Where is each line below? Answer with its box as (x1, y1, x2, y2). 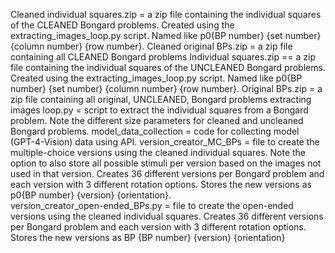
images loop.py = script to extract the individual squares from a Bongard (10, 104, 309, 116)
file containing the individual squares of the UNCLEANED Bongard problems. (10, 62, 326, 73)
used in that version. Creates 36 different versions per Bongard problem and (10, 168, 325, 179)
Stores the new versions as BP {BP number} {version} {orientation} (10, 232, 286, 243)
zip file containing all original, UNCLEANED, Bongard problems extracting (10, 94, 312, 105)
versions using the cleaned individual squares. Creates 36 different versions (10, 210, 324, 222)
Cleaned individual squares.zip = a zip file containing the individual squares (10, 9, 322, 20)
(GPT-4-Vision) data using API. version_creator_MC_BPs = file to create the (10, 136, 320, 148)
